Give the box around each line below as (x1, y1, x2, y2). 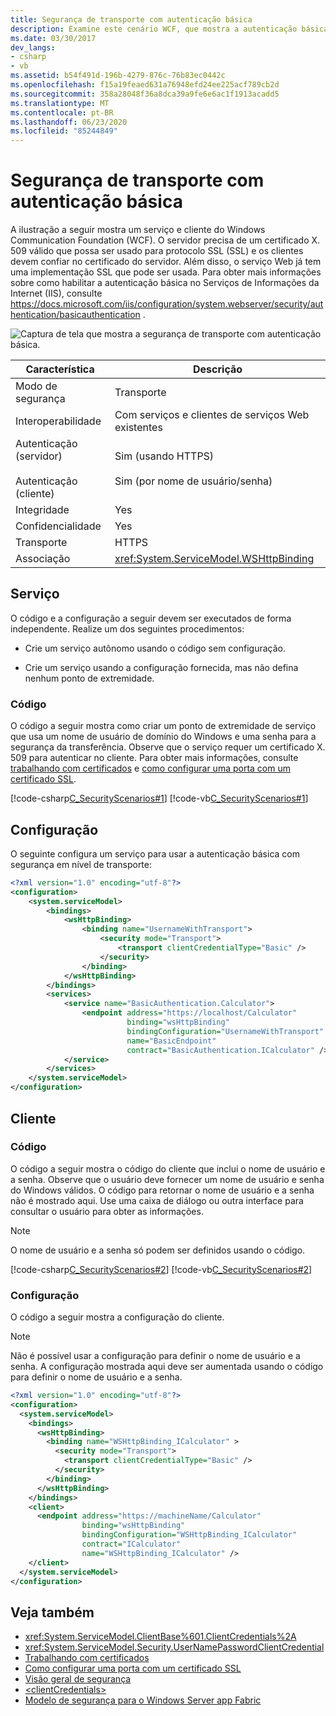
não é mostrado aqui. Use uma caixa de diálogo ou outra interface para (10, 1194, 304, 1206)
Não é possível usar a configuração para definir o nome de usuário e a (10, 1350, 301, 1362)
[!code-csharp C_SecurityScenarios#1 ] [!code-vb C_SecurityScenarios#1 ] (10, 792, 309, 805)
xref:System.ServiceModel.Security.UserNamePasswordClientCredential (24, 1641, 325, 1653)
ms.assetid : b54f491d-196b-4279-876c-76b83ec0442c (10, 71, 226, 81)
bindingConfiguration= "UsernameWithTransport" (126, 1026, 325, 1036)
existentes (114, 421, 163, 435)
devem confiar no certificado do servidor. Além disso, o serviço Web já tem (10, 256, 322, 268)
